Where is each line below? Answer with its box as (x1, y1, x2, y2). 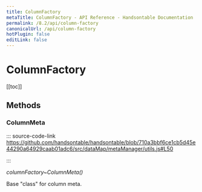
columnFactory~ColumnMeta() (6, 168, 83, 176)
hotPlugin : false (6, 31, 50, 37)
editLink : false (6, 37, 47, 43)
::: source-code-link (6, 132, 56, 139)
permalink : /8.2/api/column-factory (6, 20, 99, 26)
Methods (6, 100, 41, 110)
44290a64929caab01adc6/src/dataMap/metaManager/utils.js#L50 (6, 145, 174, 152)
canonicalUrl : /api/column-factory (6, 25, 96, 32)
